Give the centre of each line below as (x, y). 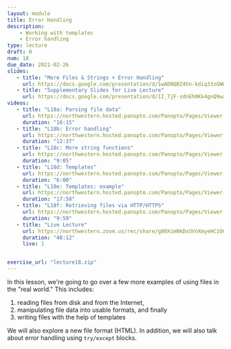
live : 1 (33, 244)
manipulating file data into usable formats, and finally (92, 310)
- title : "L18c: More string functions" (75, 148)
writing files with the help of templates (71, 317)
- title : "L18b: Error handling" (64, 129)
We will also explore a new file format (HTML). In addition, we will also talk (112, 330)
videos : (18, 103)
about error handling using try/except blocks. (72, 338)
